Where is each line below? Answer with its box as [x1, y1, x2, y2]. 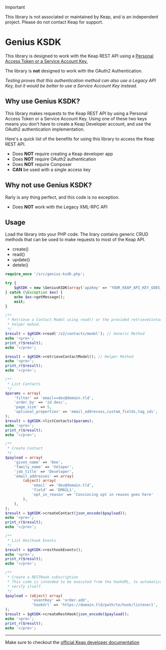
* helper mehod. [7, 322, 41, 327]
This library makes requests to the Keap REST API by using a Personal [5, 110, 148, 116]
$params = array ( [5, 391, 41, 396]
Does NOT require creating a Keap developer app [12, 151, 113, 157]
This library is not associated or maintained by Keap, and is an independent [5, 14, 159, 19]
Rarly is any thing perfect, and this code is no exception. [5, 194, 120, 200]
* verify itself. [7, 584, 43, 589]
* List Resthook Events [7, 538, 56, 543]
